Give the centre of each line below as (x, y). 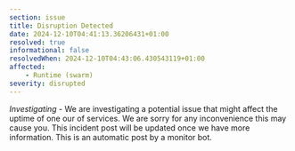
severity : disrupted (48, 83)
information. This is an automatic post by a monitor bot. (111, 137)
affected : (28, 68)
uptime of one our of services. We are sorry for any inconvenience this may (148, 118)
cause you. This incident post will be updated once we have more (130, 127)
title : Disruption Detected (61, 26)
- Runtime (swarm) (59, 75)
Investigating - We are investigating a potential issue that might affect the (143, 108)
